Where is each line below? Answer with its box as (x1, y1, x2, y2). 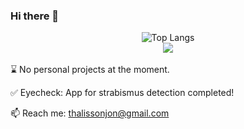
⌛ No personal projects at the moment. (10, 64, 170, 76)
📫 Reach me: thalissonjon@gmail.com (10, 107, 170, 119)
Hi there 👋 (10, 9, 60, 23)
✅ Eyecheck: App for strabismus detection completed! (10, 87, 235, 99)
